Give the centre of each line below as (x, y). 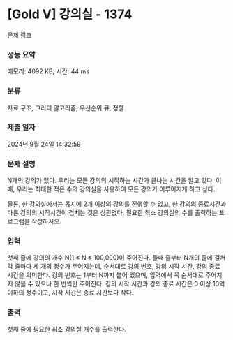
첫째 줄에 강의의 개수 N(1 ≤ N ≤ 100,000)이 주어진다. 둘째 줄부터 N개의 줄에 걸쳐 (116, 258)
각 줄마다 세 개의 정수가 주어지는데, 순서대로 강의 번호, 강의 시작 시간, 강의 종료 (114, 267)
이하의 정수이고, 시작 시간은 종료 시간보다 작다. (70, 293)
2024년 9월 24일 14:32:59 (44, 144)
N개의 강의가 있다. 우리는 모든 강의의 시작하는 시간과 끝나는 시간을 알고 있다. (111, 180)
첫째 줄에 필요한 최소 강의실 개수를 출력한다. (67, 329)
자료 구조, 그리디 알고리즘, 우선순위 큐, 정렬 (66, 108)
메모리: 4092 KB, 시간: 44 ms (48, 71)
